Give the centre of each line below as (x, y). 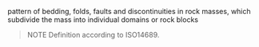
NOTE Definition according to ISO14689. (93, 35)
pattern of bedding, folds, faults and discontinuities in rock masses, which (129, 11)
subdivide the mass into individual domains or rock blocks (103, 20)
